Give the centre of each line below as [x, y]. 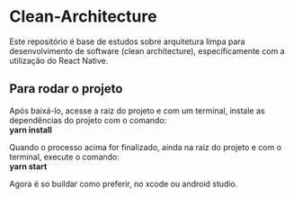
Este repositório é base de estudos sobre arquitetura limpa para [127, 41]
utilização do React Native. [59, 60]
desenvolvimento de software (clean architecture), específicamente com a [147, 50]
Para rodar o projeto [66, 89]
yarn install [31, 130]
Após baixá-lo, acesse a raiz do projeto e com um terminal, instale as [137, 111]
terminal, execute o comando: [64, 157]
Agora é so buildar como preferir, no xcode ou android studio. [124, 184]
